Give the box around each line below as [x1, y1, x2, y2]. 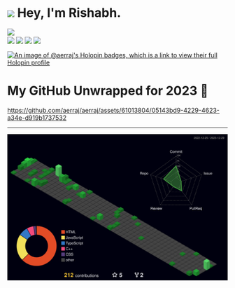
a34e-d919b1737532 [7, 114, 67, 122]
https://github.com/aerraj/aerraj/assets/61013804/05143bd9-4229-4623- [7, 106, 220, 114]
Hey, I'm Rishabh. [17, 5, 121, 21]
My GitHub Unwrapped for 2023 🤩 [7, 83, 208, 99]
